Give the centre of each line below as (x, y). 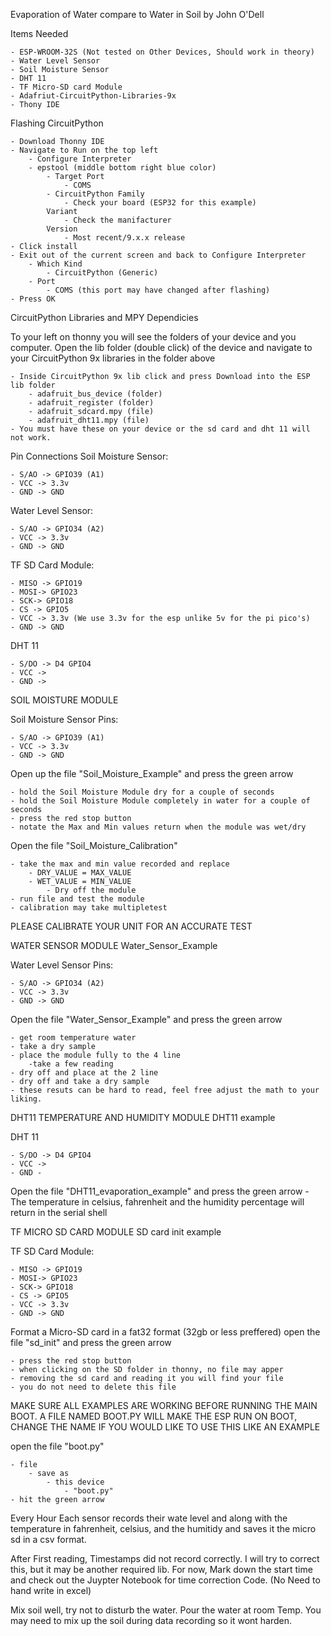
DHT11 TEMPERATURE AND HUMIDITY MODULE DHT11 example (143, 1117)
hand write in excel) (51, 1590)
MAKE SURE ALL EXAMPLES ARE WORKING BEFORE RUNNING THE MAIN (164, 1405)
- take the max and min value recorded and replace (120, 864)
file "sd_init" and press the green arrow (91, 1342)
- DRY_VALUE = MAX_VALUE (80, 873)
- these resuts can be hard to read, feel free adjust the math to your (165, 1090)
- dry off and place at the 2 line (84, 1073)
